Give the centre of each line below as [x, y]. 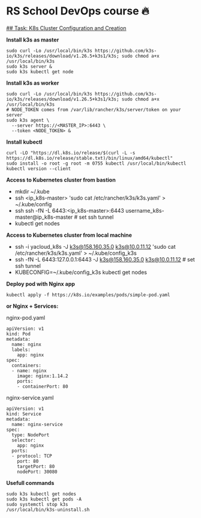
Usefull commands [30, 483]
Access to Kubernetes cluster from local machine [69, 235]
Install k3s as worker [33, 83]
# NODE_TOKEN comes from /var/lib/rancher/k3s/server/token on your [94, 109]
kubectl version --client [38, 169]
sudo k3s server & [29, 66]
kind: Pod [19, 334]
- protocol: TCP [32, 456]
